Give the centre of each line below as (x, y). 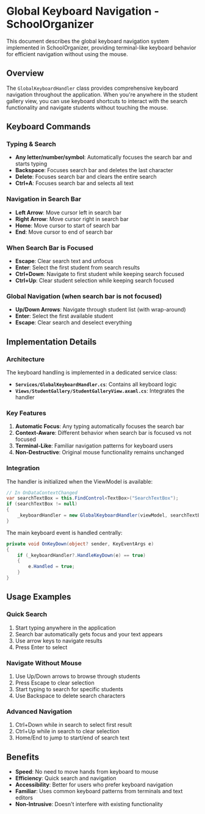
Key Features (27, 413)
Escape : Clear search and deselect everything (74, 322)
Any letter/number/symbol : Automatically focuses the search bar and (103, 158)
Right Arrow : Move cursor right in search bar (72, 219)
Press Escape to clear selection (55, 683)
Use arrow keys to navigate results (59, 641)
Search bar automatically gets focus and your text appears (89, 634)
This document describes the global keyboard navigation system (88, 41)
